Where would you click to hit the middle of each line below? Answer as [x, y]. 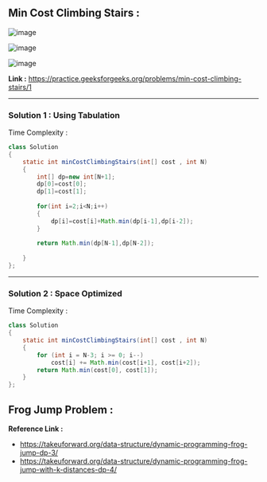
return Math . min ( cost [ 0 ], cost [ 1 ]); [97, 370]
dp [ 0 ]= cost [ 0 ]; [62, 184]
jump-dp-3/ [39, 453]
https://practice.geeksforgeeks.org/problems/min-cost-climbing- [135, 78]
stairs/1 [20, 87]
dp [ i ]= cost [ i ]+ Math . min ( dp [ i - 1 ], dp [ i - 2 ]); [122, 221]
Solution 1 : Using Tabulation [64, 115]
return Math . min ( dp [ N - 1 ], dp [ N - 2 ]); [96, 243]
